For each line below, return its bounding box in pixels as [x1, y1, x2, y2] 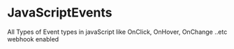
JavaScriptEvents [7, 5, 112, 21]
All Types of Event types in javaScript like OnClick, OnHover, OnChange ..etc [7, 28, 228, 36]
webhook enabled [7, 35, 59, 43]
